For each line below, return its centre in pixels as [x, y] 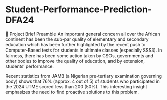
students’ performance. [30, 66]
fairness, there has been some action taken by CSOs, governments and [79, 55]
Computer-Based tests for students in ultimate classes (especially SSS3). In [84, 50]
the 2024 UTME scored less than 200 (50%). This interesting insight [76, 86]
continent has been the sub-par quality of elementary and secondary [77, 39]
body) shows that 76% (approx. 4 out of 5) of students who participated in [82, 81]
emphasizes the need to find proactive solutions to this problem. [72, 92]
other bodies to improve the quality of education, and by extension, [75, 61]
